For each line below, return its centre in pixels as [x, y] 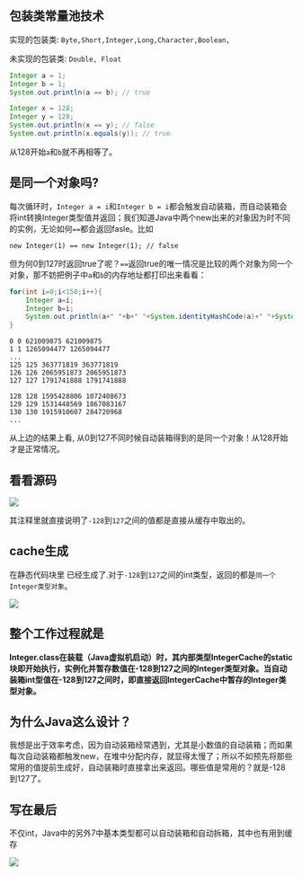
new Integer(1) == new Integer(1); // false [94, 245]
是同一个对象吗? [54, 183]
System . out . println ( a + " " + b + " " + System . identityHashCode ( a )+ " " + [151, 317]
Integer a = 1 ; [38, 75]
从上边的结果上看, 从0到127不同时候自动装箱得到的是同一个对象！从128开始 [149, 438]
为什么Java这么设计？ [71, 721]
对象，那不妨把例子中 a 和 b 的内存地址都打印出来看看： [108, 274]
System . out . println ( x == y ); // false [82, 125]
